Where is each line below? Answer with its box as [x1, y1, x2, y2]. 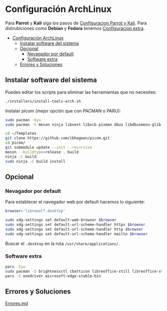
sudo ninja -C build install [5, 158, 66, 164]
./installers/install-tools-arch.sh [5, 99, 81, 104]
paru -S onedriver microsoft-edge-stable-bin [5, 273, 101, 279]
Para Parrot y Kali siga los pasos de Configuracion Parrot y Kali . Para [5, 20, 147, 26]
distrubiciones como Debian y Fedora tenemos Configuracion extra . [5, 25, 145, 31]
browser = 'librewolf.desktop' [5, 208, 66, 214]
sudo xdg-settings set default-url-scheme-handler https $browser [5, 222, 146, 227]
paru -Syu [5, 264, 26, 269]
